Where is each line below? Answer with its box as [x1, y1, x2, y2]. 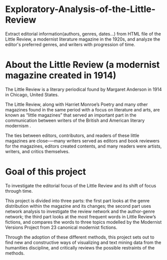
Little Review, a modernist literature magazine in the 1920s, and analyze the [5, 36, 160, 42]
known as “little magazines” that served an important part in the [5, 112, 136, 118]
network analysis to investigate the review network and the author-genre [5, 208, 155, 214]
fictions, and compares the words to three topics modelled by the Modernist [5, 219, 162, 225]
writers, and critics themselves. [5, 148, 70, 154]
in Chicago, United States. [5, 91, 59, 97]
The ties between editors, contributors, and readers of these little [5, 132, 139, 139]
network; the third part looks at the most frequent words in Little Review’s [5, 213, 156, 219]
